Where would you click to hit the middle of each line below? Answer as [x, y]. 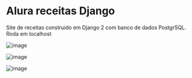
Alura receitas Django [61, 11]
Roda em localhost [29, 33]
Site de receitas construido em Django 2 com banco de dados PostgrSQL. [96, 27]
